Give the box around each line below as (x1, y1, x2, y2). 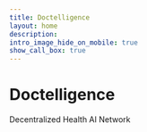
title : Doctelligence (9, 12, 91, 22)
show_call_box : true (9, 46, 87, 55)
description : (9, 29, 58, 38)
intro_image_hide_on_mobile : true (9, 37, 139, 47)
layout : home (9, 21, 58, 30)
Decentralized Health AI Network (9, 114, 131, 125)
